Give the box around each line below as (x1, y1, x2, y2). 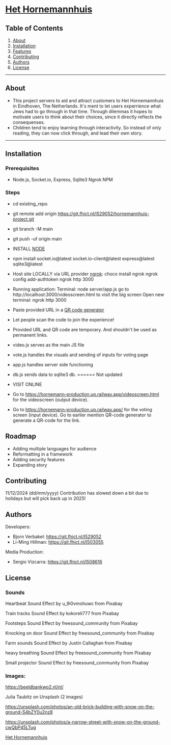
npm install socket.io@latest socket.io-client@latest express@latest (12, 255, 155, 261)
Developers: (5, 524, 31, 530)
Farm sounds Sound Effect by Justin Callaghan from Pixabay (5, 640, 133, 646)
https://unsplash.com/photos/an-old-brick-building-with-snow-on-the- (5, 704, 155, 710)
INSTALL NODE (12, 246, 45, 252)
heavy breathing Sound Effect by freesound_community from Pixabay (5, 650, 152, 656)
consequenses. (12, 119, 45, 125)
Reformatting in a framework (12, 451, 73, 457)
